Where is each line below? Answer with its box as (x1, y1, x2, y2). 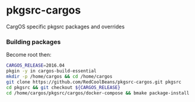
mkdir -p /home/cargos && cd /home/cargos (6, 73, 113, 80)
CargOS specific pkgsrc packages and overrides (6, 23, 125, 30)
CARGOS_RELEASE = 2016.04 (6, 62, 65, 68)
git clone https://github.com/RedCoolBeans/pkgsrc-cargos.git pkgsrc (6, 79, 182, 85)
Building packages (6, 38, 61, 46)
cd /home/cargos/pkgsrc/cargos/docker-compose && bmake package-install (6, 90, 190, 96)
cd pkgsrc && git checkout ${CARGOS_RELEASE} (6, 84, 120, 90)
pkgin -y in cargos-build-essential (6, 68, 97, 74)
